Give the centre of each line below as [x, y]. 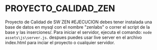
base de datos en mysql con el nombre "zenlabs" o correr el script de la [78, 27]
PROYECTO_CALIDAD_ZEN [60, 8]
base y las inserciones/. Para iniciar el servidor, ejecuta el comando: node [78, 32]
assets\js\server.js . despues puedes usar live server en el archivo [74, 37]
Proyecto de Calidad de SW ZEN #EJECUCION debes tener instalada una [79, 22]
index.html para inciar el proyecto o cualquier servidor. [60, 42]
